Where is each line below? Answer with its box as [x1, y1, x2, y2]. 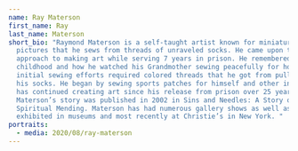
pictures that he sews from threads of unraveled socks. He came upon [16, 46, 284, 55]
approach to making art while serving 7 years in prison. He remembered [16, 54, 292, 63]
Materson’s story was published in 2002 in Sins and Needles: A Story [16, 95, 284, 105]
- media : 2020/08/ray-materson [16, 129, 133, 138]
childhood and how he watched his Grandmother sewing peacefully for [16, 63, 279, 72]
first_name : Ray [8, 21, 68, 30]
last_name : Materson [8, 29, 85, 38]
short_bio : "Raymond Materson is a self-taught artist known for [8, 37, 255, 47]
